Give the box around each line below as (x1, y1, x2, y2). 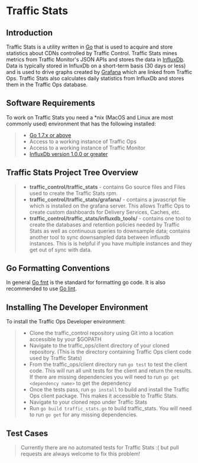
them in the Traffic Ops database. (6, 81, 88, 88)
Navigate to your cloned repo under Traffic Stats (29, 399, 148, 406)
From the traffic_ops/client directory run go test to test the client (29, 361, 187, 368)
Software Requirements (6, 98, 96, 108)
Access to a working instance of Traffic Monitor (29, 144, 146, 151)
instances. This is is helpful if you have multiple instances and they (29, 239, 192, 247)
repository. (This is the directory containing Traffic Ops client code (29, 348, 192, 355)
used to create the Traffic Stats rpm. (29, 189, 118, 196)
